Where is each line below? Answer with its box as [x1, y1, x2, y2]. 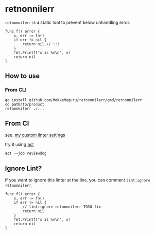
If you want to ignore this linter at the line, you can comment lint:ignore [5, 177, 151, 183]
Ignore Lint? [5, 164, 42, 172]
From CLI [5, 87, 27, 93]
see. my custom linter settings [5, 132, 66, 138]
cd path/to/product [5, 102, 45, 107]
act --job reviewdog [5, 151, 47, 156]
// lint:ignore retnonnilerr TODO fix [22, 204, 101, 210]
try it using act [5, 142, 34, 147]
